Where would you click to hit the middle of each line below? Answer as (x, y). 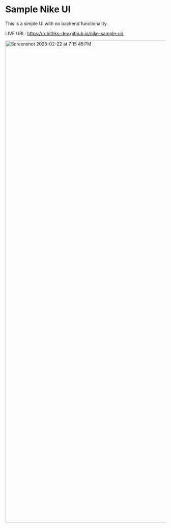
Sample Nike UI (38, 9)
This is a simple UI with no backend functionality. (57, 23)
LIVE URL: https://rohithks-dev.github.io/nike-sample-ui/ (64, 33)
